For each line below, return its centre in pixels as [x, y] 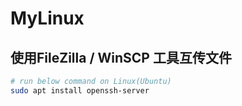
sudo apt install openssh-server [80, 90]
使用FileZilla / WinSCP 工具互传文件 [121, 57]
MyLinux [47, 18]
